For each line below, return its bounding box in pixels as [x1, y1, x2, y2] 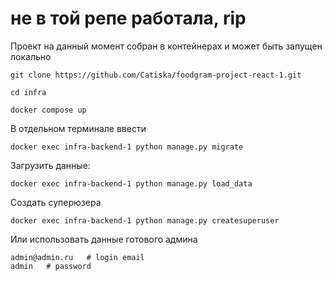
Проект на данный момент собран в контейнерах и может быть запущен [10, 40, 323, 52]
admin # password [10, 261, 92, 271]
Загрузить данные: [10, 159, 91, 171]
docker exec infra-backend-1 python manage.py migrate [10, 142, 244, 152]
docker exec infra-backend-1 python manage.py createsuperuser [10, 215, 280, 226]
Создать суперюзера [10, 196, 102, 208]
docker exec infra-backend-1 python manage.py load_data [10, 178, 253, 189]
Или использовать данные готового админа [10, 233, 198, 245]
